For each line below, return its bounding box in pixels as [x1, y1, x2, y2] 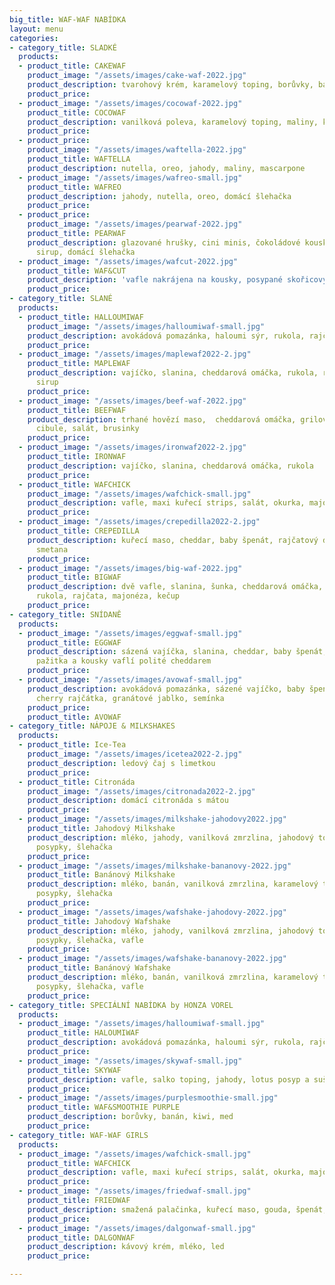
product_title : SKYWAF [27, 1065, 122, 1075]
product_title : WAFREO [27, 182, 122, 192]
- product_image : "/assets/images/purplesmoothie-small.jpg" [18, 1093, 279, 1103]
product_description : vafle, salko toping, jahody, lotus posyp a [27, 1074, 310, 1085]
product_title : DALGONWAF [27, 1232, 136, 1243]
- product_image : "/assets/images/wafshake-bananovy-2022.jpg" [18, 954, 287, 964]
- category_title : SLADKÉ [9, 42, 117, 53]
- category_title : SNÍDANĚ [9, 609, 122, 620]
